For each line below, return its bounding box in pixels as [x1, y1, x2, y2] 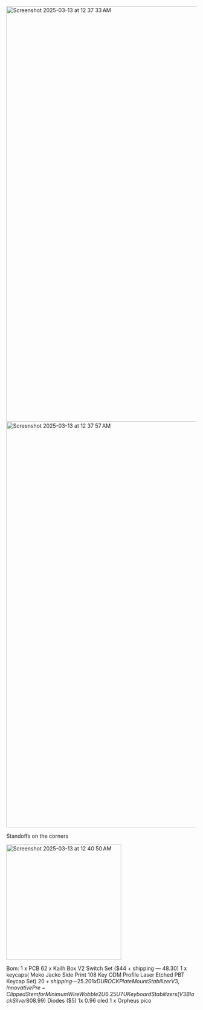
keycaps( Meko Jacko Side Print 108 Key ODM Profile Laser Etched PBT [6, 971, 185, 978]
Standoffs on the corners [6, 832, 69, 840]
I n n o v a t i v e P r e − [6, 984, 46, 991]
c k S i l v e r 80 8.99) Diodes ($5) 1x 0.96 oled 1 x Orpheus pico [6, 997, 152, 1004]
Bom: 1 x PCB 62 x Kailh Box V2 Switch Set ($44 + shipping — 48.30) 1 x [6, 965, 187, 972]
